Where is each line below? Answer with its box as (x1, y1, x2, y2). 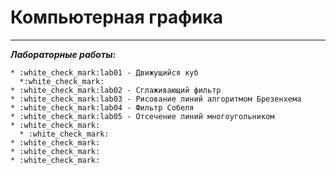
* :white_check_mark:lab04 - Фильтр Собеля (10, 102, 195, 113)
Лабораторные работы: (10, 48, 117, 60)
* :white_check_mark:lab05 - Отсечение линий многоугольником (10, 111, 275, 121)
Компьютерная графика (10, 6, 224, 29)
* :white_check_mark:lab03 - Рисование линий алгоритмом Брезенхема (10, 94, 302, 104)
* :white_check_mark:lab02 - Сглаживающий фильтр (10, 85, 222, 95)
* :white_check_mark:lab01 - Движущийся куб (10, 67, 199, 78)
